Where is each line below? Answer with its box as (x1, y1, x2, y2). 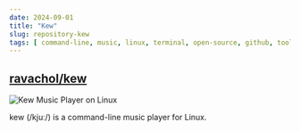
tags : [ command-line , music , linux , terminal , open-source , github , (9, 37, 274, 47)
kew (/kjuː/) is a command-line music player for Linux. (9, 112, 207, 123)
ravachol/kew (9, 70, 87, 86)
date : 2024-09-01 (9, 12, 74, 22)
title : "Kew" (9, 21, 58, 30)
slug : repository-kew (9, 29, 90, 38)
